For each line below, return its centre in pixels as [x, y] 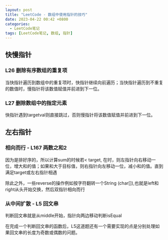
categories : [18, 24]
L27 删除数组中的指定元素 [36, 103]
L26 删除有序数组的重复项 [36, 70]
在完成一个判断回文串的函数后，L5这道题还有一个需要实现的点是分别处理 [80, 226]
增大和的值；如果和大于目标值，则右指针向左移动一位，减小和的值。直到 [89, 166]
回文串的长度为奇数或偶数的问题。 [45, 232]
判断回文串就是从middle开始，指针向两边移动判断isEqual [63, 215]
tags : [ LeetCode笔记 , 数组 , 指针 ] [39, 33]
